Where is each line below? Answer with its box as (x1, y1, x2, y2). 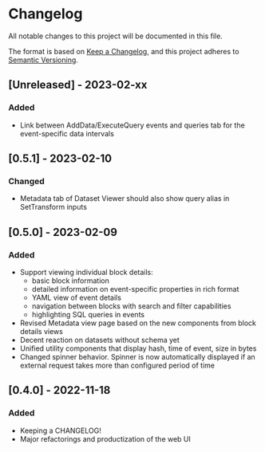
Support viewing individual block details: (19, 268, 153, 277)
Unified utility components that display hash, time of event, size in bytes (19, 344, 257, 353)
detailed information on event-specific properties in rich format (31, 285, 239, 293)
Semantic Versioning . (8, 55, 78, 65)
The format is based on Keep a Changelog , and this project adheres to (8, 46, 239, 56)
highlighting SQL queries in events (31, 310, 145, 319)
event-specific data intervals (19, 128, 114, 138)
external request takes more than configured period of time (19, 360, 216, 370)
